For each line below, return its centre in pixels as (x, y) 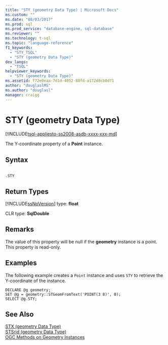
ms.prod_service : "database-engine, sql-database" (60, 29)
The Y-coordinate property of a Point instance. (54, 144)
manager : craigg (22, 95)
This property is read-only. (33, 247)
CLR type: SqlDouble (27, 213)
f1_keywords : (19, 48)
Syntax (17, 160)
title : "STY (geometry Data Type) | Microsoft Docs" (62, 10)
